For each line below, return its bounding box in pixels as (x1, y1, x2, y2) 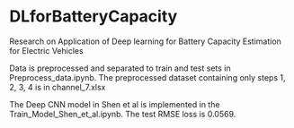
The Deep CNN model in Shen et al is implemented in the (9, 98, 220, 109)
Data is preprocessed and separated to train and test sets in (9, 63, 231, 73)
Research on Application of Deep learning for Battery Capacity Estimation (9, 36, 281, 47)
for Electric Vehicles (9, 45, 84, 55)
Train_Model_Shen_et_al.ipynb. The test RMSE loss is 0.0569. (9, 108, 236, 119)
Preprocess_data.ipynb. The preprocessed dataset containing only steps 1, (9, 72, 286, 82)
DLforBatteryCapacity (9, 6, 178, 27)
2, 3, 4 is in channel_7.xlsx (9, 81, 106, 92)
